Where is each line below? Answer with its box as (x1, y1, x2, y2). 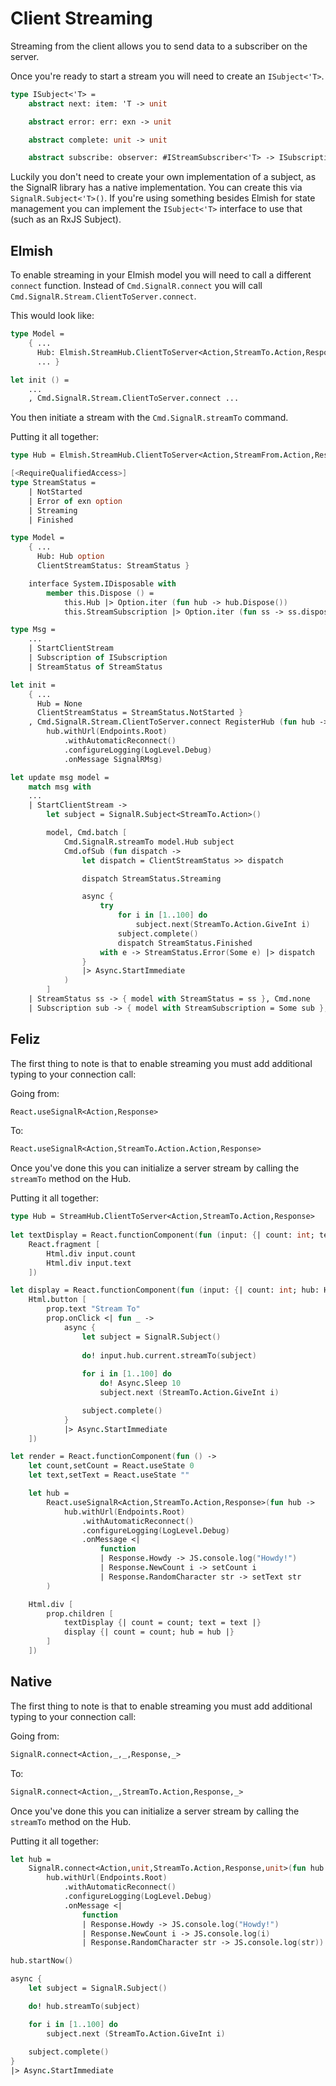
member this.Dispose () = (46, 588, 155, 598)
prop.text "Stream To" (46, 1304, 141, 1314)
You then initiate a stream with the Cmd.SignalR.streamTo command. (10, 412, 289, 424)
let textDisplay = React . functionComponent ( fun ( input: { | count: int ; (10, 1230, 315, 1241)
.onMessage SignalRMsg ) (63, 754, 163, 764)
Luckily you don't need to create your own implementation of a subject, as (10, 171, 317, 183)
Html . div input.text (46, 1258, 132, 1268)
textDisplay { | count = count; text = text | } (63, 1618, 262, 1628)
